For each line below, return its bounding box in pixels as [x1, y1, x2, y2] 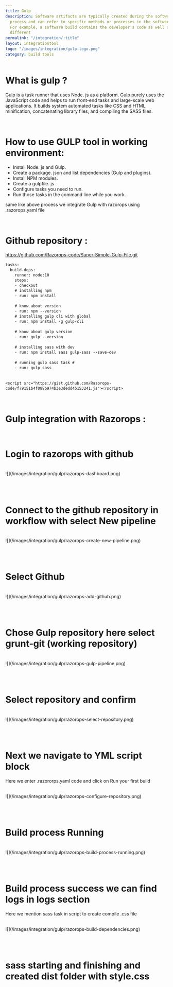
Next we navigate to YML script [5, 750, 143, 761]
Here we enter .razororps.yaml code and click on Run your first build [5, 778, 151, 784]
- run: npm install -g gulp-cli [14, 319, 84, 324]
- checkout [14, 283, 38, 288]
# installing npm [14, 288, 52, 293]
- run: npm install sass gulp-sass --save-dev [14, 350, 116, 355]
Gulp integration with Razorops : [5, 413, 146, 425]
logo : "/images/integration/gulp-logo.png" [5, 46, 100, 51]
